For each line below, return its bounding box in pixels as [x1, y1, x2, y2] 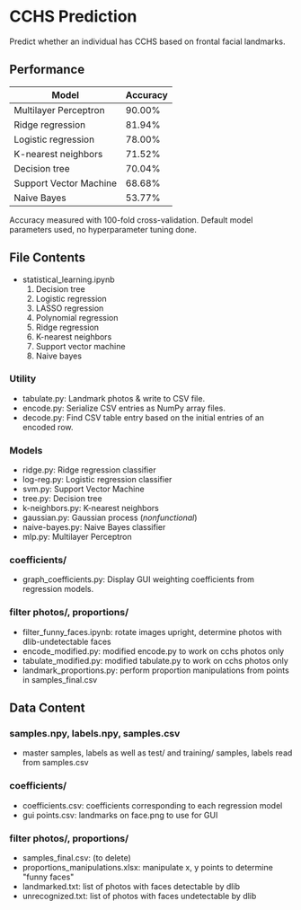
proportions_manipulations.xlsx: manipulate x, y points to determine [22, 862, 274, 873]
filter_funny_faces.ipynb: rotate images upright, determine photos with [22, 626, 283, 637]
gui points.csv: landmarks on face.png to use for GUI [22, 809, 218, 820]
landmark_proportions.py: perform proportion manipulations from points [22, 665, 289, 676]
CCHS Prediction [9, 6, 137, 27]
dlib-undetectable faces [22, 636, 111, 647]
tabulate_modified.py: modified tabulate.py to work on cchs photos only [22, 655, 289, 666]
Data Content [9, 701, 85, 716]
